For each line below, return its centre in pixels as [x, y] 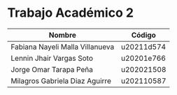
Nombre [63, 35]
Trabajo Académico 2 [71, 13]
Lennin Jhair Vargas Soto [52, 58]
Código [143, 35]
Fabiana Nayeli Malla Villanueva [63, 47]
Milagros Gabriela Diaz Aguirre [61, 80]
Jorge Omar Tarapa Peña [52, 69]
